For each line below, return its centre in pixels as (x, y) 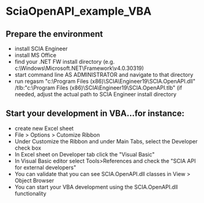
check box (28, 148)
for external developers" (45, 167)
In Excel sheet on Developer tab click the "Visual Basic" (85, 154)
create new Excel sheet (44, 128)
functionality (30, 193)
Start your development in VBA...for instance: (95, 114)
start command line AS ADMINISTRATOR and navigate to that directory (104, 75)
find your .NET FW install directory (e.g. (64, 62)
